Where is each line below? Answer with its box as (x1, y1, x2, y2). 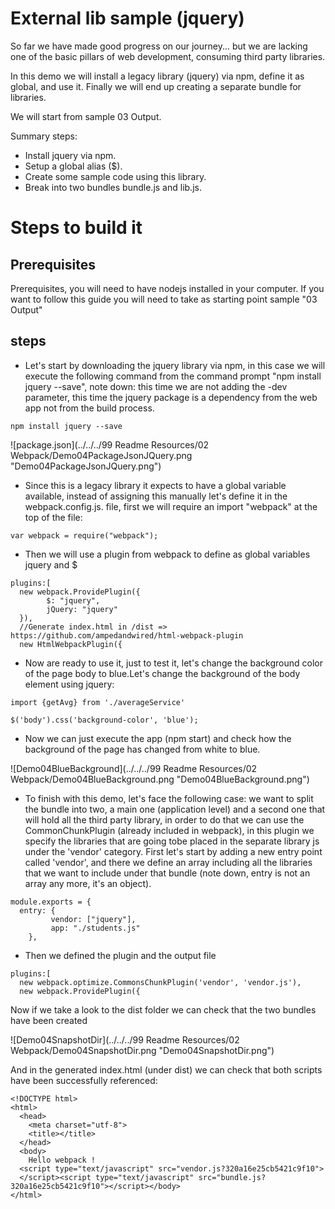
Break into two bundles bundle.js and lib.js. (24, 181, 202, 193)
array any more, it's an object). (24, 877, 152, 889)
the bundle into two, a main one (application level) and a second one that (24, 803, 326, 815)
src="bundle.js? (198, 1172, 267, 1182)
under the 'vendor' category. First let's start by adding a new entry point (24, 845, 323, 857)
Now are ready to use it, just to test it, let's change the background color (24, 657, 323, 669)
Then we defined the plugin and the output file (24, 949, 217, 961)
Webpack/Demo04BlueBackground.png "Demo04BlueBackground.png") (10, 773, 310, 785)
